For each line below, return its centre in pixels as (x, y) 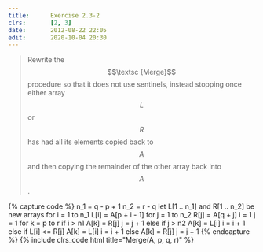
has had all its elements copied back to (90, 142)
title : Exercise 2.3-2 (54, 15)
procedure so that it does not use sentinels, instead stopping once (134, 84)
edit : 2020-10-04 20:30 (58, 37)
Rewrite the (46, 60)
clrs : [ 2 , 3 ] (40, 23)
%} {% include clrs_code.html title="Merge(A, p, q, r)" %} (101, 240)
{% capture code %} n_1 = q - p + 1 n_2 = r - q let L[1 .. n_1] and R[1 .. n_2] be (131, 206)
